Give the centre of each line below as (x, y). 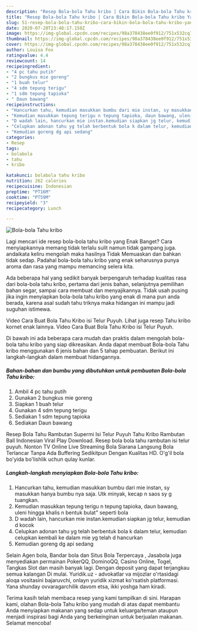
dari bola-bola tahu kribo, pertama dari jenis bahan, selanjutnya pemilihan (95, 284)
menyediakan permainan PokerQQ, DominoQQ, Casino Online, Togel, (89, 562)
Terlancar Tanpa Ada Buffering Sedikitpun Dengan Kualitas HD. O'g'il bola (95, 453)
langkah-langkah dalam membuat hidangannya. (64, 357)
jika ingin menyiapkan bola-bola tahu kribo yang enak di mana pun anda (93, 297)
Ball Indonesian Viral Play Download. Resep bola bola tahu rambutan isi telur (98, 441)
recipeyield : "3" (27, 203)
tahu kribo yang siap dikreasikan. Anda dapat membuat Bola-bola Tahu (103, 344)
